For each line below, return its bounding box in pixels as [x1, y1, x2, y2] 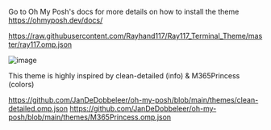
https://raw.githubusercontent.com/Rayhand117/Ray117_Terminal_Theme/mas [8, 31, 263, 40]
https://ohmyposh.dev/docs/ [8, 15, 103, 25]
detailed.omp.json [8, 104, 69, 113]
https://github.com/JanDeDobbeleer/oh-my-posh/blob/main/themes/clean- [8, 95, 259, 104]
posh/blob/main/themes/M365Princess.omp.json [8, 112, 172, 122]
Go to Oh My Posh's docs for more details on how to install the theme [8, 7, 240, 16]
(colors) [8, 80, 35, 89]
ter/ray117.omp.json [8, 40, 73, 49]
